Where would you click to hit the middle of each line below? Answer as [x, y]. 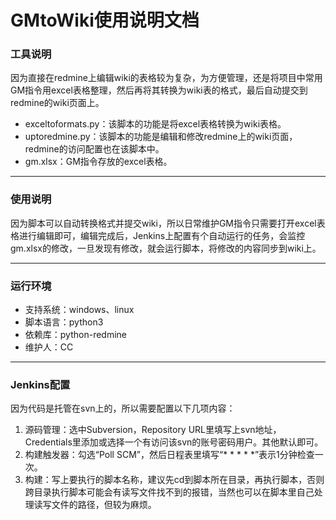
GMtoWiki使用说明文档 [105, 20]
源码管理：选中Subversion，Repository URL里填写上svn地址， [153, 430]
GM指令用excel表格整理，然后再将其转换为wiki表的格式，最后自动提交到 [159, 90]
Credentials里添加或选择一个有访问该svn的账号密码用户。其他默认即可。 [174, 442]
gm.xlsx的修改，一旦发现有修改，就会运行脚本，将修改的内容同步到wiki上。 [166, 248]
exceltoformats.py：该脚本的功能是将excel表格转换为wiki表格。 [155, 124]
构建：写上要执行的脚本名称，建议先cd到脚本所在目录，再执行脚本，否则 [174, 480]
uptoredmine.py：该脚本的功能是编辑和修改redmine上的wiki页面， [161, 137]
